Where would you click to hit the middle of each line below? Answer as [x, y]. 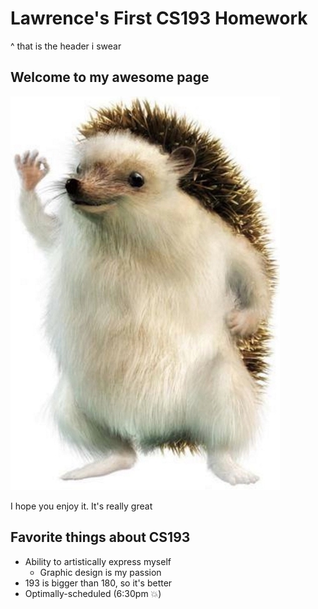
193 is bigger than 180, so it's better [98, 583]
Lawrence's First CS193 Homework [159, 18]
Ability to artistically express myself [98, 561]
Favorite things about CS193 [100, 537]
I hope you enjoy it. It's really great [81, 506]
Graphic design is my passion [100, 572]
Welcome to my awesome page [110, 77]
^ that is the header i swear [66, 46]
